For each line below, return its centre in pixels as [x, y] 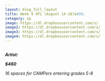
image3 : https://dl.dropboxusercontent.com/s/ [53, 32]
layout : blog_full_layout [31, 9]
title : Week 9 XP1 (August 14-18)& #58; [45, 14]
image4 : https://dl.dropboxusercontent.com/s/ [53, 37]
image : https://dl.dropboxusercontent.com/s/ [52, 23]
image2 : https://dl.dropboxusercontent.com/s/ [53, 27]
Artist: [12, 55]
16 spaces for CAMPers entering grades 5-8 [49, 73]
